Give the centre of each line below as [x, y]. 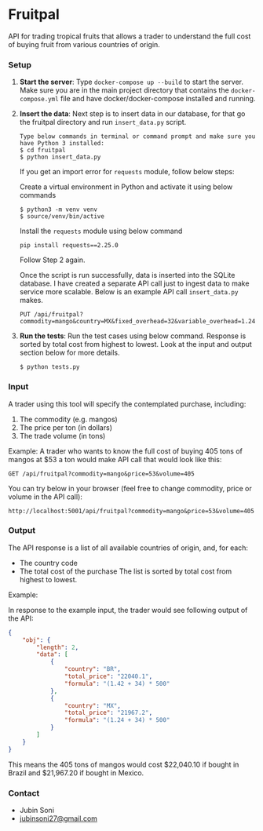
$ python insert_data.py [60, 157]
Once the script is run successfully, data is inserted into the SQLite [127, 275]
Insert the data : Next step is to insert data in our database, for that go [132, 114]
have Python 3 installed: [62, 144]
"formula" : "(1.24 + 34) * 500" [117, 720]
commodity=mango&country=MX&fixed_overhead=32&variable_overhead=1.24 [137, 322]
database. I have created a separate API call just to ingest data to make [134, 283]
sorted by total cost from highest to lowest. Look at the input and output [136, 344]
